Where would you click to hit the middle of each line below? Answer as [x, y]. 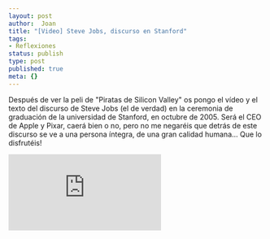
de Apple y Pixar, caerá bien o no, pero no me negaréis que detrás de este [133, 125]
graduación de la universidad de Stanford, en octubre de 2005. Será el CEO [135, 117]
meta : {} [23, 76]
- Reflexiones [33, 46]
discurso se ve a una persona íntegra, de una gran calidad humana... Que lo [135, 134]
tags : [17, 39]
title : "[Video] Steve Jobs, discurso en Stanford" [98, 31]
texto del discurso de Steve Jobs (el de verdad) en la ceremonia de [121, 108]
